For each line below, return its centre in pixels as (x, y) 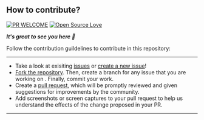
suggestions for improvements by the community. (77, 91)
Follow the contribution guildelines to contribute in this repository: (89, 48)
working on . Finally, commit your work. (64, 79)
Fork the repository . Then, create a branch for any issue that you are (100, 72)
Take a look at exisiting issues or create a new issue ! (81, 66)
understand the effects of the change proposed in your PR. (89, 104)
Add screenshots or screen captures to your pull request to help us (99, 98)
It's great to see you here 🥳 (41, 37)
